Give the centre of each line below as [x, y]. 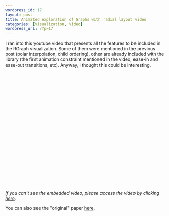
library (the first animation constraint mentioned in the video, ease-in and [82, 59]
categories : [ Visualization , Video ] [44, 24]
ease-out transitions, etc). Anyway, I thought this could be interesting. [78, 65]
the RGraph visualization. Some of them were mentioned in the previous [80, 49]
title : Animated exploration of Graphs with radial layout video [76, 19]
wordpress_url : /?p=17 [29, 29]
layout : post [19, 15]
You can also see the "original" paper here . [50, 208]
